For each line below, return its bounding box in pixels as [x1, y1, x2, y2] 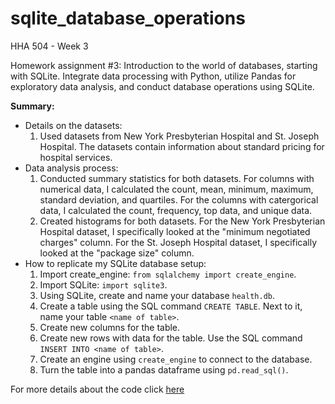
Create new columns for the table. [39, 321, 181, 333]
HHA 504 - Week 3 [10, 40, 89, 52]
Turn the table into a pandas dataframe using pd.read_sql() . [39, 363, 289, 376]
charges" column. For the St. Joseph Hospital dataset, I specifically [39, 236, 317, 248]
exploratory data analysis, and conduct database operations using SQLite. [10, 80, 315, 92]
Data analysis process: [24, 162, 119, 174]
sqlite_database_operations [10, 7, 246, 30]
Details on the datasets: [24, 119, 123, 131]
